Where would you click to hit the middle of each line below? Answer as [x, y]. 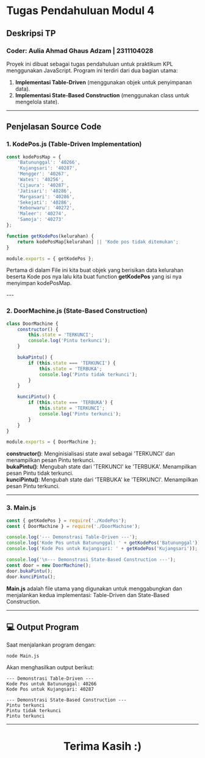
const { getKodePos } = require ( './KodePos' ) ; [67, 521]
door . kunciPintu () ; [31, 577]
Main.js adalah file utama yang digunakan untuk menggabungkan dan [94, 589]
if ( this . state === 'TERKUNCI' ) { [72, 363]
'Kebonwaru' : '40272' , [46, 208]
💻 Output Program [43, 627]
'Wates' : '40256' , [41, 180]
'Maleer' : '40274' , [42, 214]
